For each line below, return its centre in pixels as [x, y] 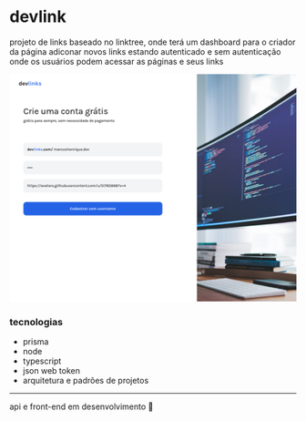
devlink [38, 17]
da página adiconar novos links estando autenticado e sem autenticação [145, 51]
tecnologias [36, 322]
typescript [42, 361]
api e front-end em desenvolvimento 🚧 [82, 406]
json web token [51, 370]
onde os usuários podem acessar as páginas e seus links [117, 61]
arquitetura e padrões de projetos [86, 380]
